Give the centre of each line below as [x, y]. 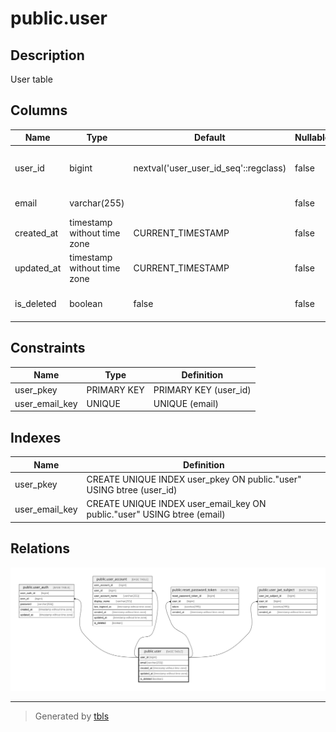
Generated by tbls [72, 716]
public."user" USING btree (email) [156, 514]
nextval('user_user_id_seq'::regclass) [210, 168]
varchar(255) [97, 203]
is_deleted [35, 303]
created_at [36, 233]
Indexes [36, 437]
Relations [40, 548]
